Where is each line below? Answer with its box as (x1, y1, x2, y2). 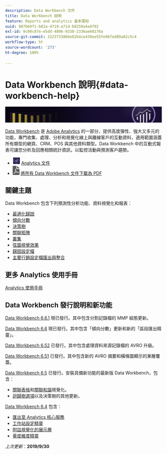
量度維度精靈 (12, 433, 39, 439)
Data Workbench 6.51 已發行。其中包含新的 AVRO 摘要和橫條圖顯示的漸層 (5, 353, 156, 359)
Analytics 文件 (21, 160, 51, 166)
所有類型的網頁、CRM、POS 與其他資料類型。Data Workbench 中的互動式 (5, 140, 157, 147)
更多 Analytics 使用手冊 (5, 270, 78, 279)
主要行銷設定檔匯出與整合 (12, 254, 65, 260)
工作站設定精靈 (12, 421, 43, 427)
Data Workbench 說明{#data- (5, 79, 128, 90)
